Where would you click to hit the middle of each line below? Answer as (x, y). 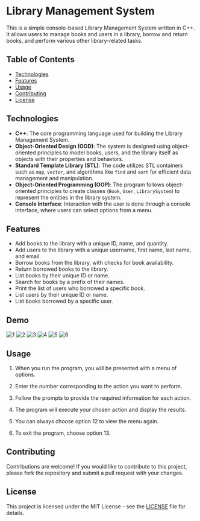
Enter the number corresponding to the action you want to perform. (98, 386)
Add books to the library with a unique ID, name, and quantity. (92, 244)
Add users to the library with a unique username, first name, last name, (103, 250)
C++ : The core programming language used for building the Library (98, 133)
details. (15, 513)
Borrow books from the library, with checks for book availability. (94, 263)
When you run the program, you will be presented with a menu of (96, 368)
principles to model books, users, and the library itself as (108, 153)
